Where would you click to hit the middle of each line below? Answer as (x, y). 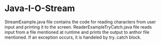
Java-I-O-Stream (40, 8)
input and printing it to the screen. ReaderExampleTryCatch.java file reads (78, 27)
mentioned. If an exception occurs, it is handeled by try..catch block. (73, 37)
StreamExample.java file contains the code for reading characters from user (80, 22)
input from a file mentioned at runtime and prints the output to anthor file (77, 32)
